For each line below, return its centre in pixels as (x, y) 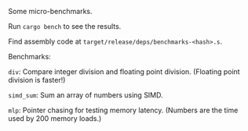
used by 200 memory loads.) (55, 119)
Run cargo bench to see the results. (65, 26)
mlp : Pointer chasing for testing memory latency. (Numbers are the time (123, 110)
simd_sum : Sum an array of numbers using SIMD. (86, 95)
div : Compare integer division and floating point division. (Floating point (124, 72)
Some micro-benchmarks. (50, 11)
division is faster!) (37, 80)
